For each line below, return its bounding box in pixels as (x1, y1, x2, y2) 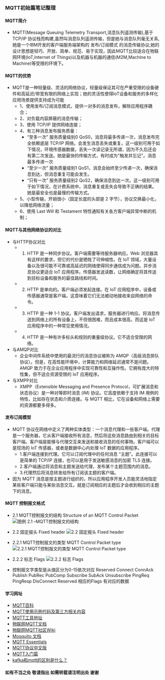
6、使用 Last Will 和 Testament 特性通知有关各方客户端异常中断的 (19, 208, 152, 214)
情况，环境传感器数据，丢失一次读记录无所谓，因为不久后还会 (31, 146, 157, 152)
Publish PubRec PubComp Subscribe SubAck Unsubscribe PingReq (12, 572, 149, 578)
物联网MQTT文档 (12, 621, 47, 627)
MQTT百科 (12, 602, 34, 608)
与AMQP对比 (12, 346, 38, 352)
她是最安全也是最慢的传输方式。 (27, 190, 92, 196)
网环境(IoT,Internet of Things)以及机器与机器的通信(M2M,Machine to (12, 54, 151, 60)
